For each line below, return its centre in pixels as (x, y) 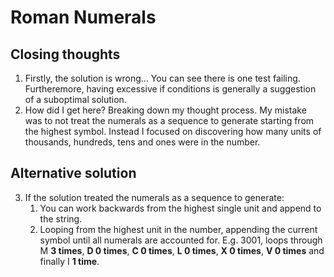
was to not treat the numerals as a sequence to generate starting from (169, 120)
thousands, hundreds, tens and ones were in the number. (142, 142)
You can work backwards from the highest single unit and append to (180, 208)
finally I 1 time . (69, 261)
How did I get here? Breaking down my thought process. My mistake (165, 110)
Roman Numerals (83, 17)
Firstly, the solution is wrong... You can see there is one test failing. (162, 78)
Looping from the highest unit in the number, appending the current (178, 229)
